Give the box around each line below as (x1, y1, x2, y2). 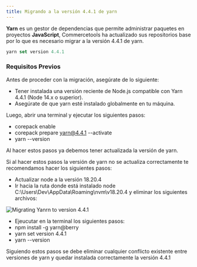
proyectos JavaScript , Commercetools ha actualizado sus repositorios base (6, 31, 191, 38)
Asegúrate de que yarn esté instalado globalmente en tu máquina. (14, 100, 175, 107)
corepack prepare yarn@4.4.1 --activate (14, 129, 112, 136)
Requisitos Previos (6, 62, 61, 71)
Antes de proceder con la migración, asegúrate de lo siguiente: (6, 76, 159, 83)
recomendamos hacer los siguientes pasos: (6, 164, 112, 172)
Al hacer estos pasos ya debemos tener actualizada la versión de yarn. (6, 147, 179, 154)
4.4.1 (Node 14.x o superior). (14, 94, 84, 101)
